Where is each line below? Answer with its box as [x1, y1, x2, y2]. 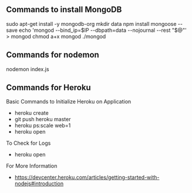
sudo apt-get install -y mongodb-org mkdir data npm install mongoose [6, 20, 177, 27]
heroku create [14, 109, 49, 117]
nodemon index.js [6, 65, 49, 72]
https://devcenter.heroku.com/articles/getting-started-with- [14, 174, 160, 181]
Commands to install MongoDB [6, 5, 122, 15]
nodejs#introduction [14, 180, 64, 187]
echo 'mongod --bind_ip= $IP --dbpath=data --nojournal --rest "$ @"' [18, 26, 187, 34]
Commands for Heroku [6, 82, 91, 93]
